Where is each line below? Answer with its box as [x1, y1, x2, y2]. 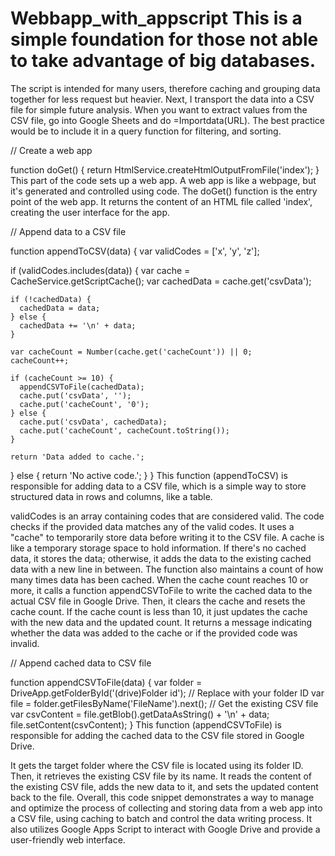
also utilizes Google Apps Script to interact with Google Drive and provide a [10, 823, 321, 835]
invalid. [10, 637, 40, 649]
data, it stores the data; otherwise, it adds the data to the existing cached [10, 552, 312, 564]
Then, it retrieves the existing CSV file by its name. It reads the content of [10, 770, 313, 782]
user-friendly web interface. [10, 833, 126, 846]
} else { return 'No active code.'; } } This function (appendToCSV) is [10, 469, 288, 481]
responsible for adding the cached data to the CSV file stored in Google [10, 729, 305, 741]
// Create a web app [10, 144, 93, 156]
